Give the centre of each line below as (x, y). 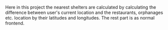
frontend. (15, 23)
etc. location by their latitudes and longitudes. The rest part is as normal (80, 18)
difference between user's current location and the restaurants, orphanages (84, 12)
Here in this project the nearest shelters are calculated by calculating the (81, 7)
